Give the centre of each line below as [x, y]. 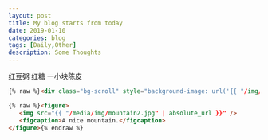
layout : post [30, 16]
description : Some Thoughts [55, 52]
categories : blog [37, 38]
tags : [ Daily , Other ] [43, 45]
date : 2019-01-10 [37, 30]
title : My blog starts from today [66, 23]
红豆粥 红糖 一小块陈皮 [45, 76]
